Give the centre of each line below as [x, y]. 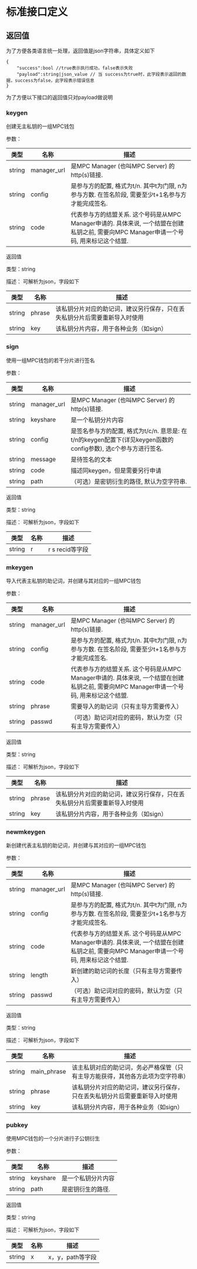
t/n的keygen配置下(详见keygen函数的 [122, 440]
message [43, 459]
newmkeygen [26, 832]
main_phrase [48, 1072]
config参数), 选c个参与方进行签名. [117, 448]
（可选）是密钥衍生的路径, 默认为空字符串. [129, 481]
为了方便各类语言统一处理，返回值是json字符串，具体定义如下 [81, 51]
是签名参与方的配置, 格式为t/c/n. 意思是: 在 [129, 431]
